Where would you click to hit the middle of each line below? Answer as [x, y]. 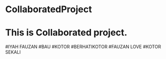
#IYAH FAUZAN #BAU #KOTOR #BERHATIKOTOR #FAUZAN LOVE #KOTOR [83, 47]
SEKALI [13, 52]
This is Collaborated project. [67, 33]
